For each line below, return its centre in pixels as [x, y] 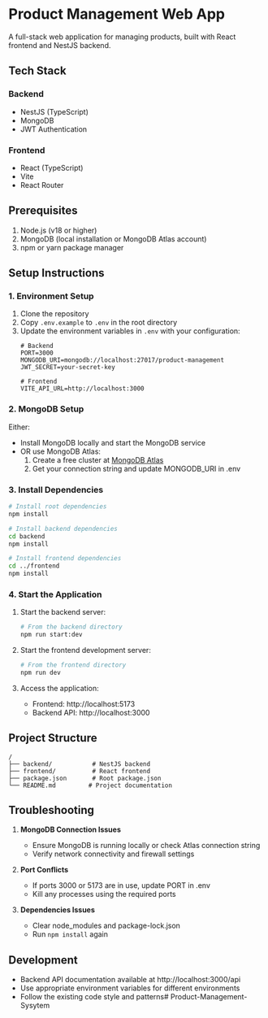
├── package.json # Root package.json [85, 778]
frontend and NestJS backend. [60, 45]
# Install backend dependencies [63, 529]
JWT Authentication [54, 129]
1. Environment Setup [52, 296]
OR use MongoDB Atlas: [61, 451]
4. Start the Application [55, 594]
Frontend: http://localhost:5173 [84, 703]
